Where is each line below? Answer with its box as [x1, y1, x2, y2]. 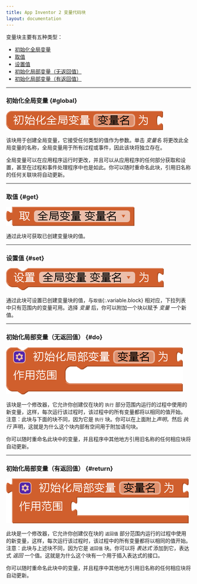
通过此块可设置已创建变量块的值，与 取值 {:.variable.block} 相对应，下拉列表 [6, 297, 186, 304]
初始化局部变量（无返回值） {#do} [6, 333, 103, 341]
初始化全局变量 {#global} [6, 97, 77, 105]
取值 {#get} [6, 193, 39, 201]
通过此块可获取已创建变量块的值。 [6, 233, 89, 240]
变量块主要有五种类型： [6, 33, 63, 41]
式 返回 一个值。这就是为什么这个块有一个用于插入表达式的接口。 [6, 552, 163, 559]
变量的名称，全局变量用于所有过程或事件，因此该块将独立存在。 [11, 144, 165, 151]
